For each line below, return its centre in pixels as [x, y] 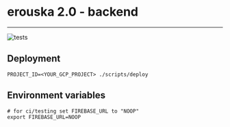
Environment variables [56, 95]
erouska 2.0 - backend [73, 12]
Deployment [34, 59]
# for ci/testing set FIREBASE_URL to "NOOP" [73, 111]
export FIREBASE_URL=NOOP [44, 117]
